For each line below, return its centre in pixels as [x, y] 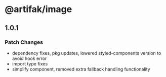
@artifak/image [38, 9]
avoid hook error [29, 58]
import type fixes [30, 63]
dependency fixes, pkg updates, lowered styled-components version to [87, 53]
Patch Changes [24, 42]
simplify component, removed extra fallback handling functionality [81, 69]
